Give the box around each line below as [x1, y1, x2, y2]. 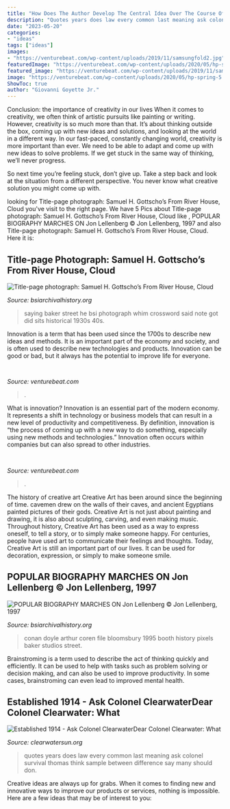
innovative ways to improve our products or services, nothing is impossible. [7, 786, 220, 795]
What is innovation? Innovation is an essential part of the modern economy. [7, 404, 220, 412]
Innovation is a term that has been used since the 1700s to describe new [7, 330, 212, 338]
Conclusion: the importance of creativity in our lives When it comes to [7, 106, 204, 114]
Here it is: [7, 234, 34, 242]
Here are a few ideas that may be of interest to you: [7, 794, 152, 802]
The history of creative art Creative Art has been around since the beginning [7, 493, 222, 501]
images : [7, 49, 29, 56]
